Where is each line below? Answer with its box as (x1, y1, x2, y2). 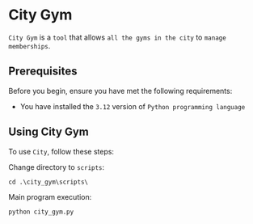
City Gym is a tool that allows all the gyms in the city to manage (8, 32, 226, 42)
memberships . (8, 40, 51, 50)
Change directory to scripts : (8, 162, 105, 171)
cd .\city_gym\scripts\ (8, 178, 89, 186)
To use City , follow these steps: (8, 146, 115, 156)
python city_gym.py (8, 208, 74, 216)
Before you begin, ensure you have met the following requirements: (8, 86, 233, 95)
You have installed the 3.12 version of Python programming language (19, 101, 246, 111)
